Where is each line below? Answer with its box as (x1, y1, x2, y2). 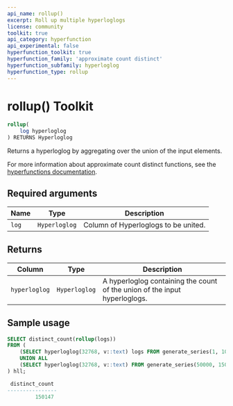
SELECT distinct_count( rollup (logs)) (7, 335, 116, 343)
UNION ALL (19, 355, 49, 362)
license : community (7, 23, 64, 30)
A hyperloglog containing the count (103, 276, 218, 286)
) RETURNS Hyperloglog (7, 134, 73, 141)
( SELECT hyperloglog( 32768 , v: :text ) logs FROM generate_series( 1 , (19, 348, 218, 355)
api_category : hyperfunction (7, 36, 92, 43)
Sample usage (7, 317, 71, 329)
